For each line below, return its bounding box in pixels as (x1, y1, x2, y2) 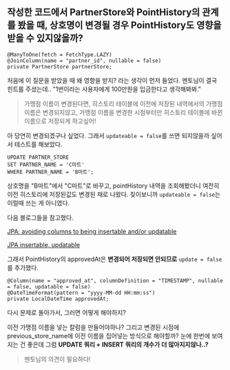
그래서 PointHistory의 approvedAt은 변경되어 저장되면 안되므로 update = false (7, 255, 222, 263)
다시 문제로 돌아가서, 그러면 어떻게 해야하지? (7, 308, 126, 316)
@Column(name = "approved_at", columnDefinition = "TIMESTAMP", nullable (7, 277, 224, 284)
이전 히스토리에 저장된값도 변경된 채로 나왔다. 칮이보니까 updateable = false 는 (7, 190, 221, 198)
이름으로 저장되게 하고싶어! (23, 117, 96, 125)
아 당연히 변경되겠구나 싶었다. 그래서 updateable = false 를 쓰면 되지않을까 (7, 131, 210, 139)
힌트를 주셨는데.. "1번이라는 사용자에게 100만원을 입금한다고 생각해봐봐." (7, 85, 202, 93)
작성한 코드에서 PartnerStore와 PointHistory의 (7, 6, 200, 19)
